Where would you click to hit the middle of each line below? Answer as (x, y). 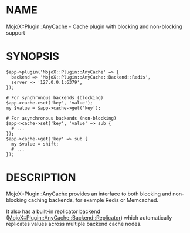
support (16, 32)
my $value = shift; (35, 144)
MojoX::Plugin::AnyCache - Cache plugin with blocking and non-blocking (94, 26)
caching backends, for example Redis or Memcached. (94, 200)
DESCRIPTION (41, 178)
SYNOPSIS (33, 57)
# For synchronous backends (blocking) (55, 97)
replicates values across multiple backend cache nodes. (74, 224)
